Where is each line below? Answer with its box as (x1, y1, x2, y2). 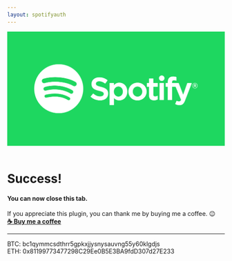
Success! (7, 171, 62, 187)
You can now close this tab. (7, 194, 88, 202)
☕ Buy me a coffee (7, 217, 61, 226)
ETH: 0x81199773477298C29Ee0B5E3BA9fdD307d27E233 (7, 247, 175, 255)
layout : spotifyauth (7, 11, 67, 18)
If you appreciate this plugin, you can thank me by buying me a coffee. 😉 (7, 210, 216, 218)
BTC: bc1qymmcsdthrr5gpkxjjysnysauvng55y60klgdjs (7, 240, 160, 249)
